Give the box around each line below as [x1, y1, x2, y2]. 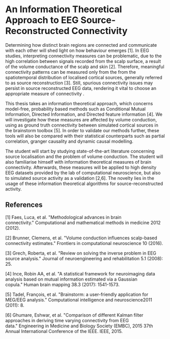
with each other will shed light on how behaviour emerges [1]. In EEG [5, 47, 149, 53]
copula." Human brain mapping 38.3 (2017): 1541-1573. [5, 281, 120, 288]
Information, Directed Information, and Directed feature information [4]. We [5, 111, 163, 117]
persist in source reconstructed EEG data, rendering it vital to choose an [5, 85, 157, 91]
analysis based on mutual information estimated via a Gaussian [5, 276, 137, 282]
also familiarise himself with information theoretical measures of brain [5, 159, 152, 165]
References [5, 201, 43, 209]
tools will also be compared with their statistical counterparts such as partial [5, 133, 165, 139]
